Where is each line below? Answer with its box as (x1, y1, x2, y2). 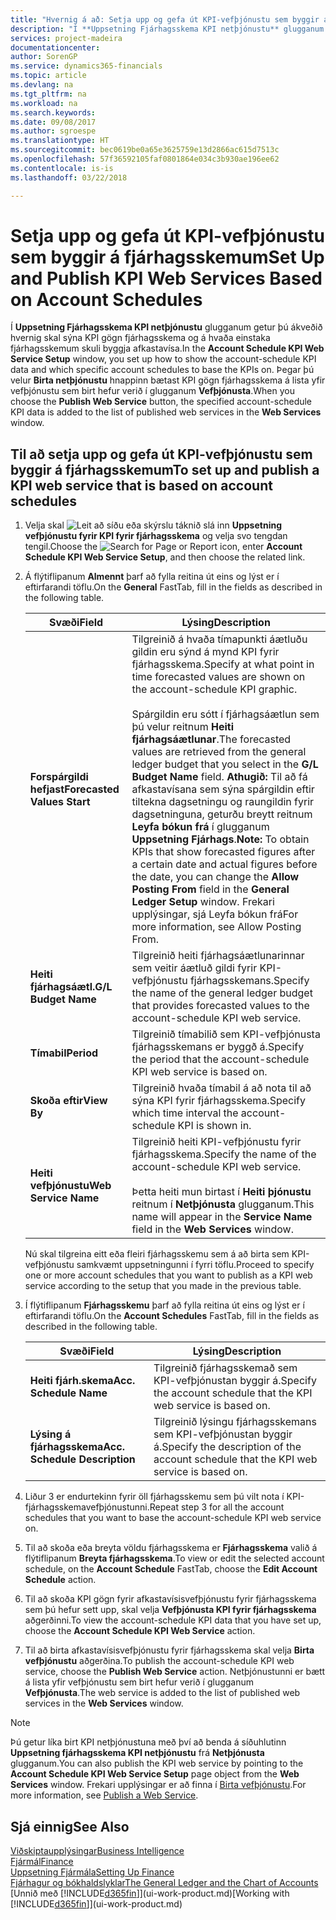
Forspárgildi (29, 770, 89, 784)
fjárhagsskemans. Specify (189, 974, 310, 988)
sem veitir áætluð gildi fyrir (131, 961, 258, 975)
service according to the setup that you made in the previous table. (24, 1280, 302, 1292)
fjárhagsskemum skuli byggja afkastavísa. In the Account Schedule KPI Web (10, 342, 325, 355)
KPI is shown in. (177, 1119, 252, 1133)
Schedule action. (24, 1574, 97, 1586)
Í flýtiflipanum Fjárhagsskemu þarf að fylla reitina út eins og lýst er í (24, 1299, 305, 1311)
